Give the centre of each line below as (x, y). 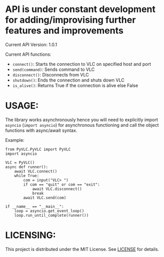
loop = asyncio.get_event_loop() (49, 211)
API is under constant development (80, 9)
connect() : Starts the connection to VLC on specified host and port (82, 64)
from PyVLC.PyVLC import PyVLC (38, 149)
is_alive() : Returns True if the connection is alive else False (75, 85)
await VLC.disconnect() (57, 189)
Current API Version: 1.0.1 (31, 44)
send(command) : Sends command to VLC (53, 69)
